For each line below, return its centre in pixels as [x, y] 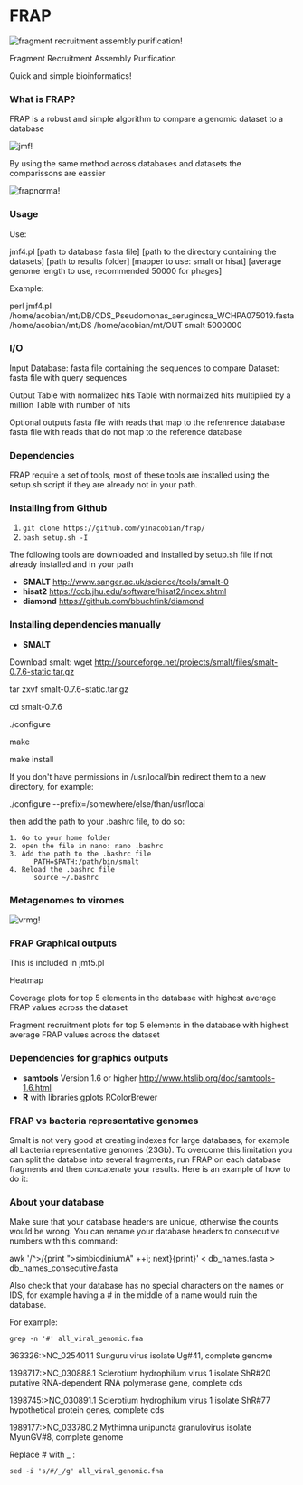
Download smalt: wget [51, 662]
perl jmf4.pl [31, 306]
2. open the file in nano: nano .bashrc [87, 846]
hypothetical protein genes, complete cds [87, 1410]
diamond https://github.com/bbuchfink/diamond [113, 601]
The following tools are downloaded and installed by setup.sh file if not [141, 555]
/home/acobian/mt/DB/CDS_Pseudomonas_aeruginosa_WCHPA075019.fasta [152, 315]
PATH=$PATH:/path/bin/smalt [86, 861]
